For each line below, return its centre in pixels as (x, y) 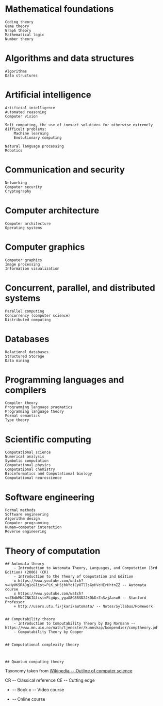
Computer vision (21, 116)
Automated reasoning (26, 112)
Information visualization (32, 268)
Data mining (17, 361)
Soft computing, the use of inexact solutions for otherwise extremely (79, 125)
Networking (16, 183)
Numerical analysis (25, 457)
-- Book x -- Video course (38, 690)
